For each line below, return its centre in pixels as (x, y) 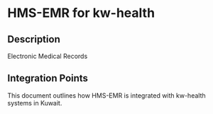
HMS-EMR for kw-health (81, 13)
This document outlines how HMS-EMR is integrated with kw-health (106, 95)
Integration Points (48, 78)
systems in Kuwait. (35, 103)
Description (34, 39)
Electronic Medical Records (48, 56)
